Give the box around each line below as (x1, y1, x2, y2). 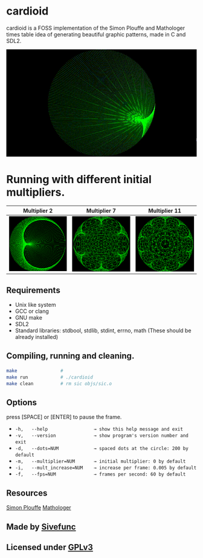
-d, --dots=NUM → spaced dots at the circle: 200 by (14, 446, 188, 452)
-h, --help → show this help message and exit (14, 426, 183, 432)
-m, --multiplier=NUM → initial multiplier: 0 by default (14, 459, 186, 465)
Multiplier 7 (86, 207, 117, 214)
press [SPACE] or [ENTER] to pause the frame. (6, 414, 122, 421)
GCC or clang (14, 308, 50, 315)
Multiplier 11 (148, 207, 182, 214)
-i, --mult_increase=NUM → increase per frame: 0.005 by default (14, 465, 197, 471)
